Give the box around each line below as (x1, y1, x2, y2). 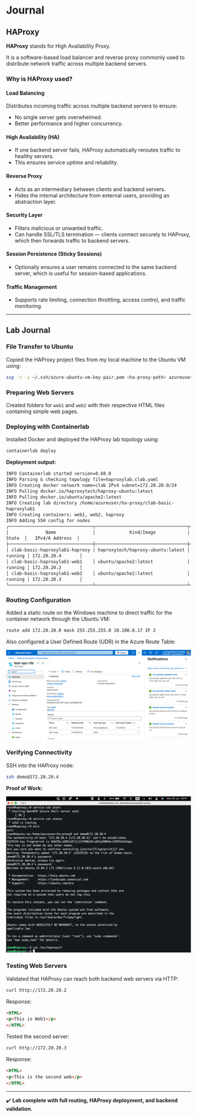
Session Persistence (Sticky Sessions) (6, 250, 102, 257)
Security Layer (6, 212, 43, 219)
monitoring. (14, 303, 43, 310)
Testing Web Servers (6, 962, 67, 970)
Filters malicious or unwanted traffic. (14, 224, 104, 232)
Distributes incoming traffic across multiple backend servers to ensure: (6, 102, 178, 109)
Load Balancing (6, 89, 45, 96)
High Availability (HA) (6, 133, 60, 140)
